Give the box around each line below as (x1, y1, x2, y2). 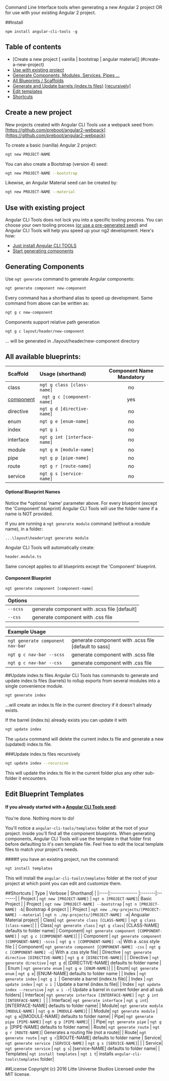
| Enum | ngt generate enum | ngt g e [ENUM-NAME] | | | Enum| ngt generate (5, 965, 158, 971)
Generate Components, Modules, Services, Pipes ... (12, 72, 120, 78)
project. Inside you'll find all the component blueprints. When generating (5, 830, 155, 836)
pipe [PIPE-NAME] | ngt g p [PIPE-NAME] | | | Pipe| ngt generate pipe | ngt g (5, 1019, 162, 1025)
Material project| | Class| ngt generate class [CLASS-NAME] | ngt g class (5, 917, 156, 923)
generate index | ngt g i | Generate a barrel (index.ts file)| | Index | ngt (5, 976, 153, 982)
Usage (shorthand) (39, 370, 87, 377)
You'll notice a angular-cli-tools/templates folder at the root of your (5, 825, 149, 831)
